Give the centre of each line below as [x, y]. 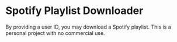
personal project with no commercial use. [55, 33]
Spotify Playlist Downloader [74, 11]
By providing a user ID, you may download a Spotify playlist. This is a [88, 27]
